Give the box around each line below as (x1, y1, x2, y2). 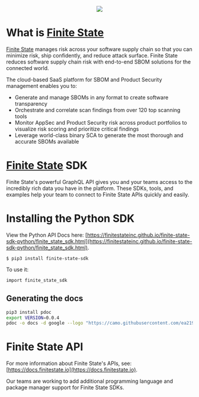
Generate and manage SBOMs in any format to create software (14, 94, 169, 101)
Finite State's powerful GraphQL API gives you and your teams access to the (6, 178, 193, 185)
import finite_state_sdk (6, 277, 68, 283)
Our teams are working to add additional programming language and (6, 377, 174, 385)
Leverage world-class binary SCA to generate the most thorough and (14, 131, 184, 139)
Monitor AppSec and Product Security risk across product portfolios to (14, 119, 188, 126)
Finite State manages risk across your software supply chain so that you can (6, 45, 192, 53)
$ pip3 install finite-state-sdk (6, 255, 89, 261)
